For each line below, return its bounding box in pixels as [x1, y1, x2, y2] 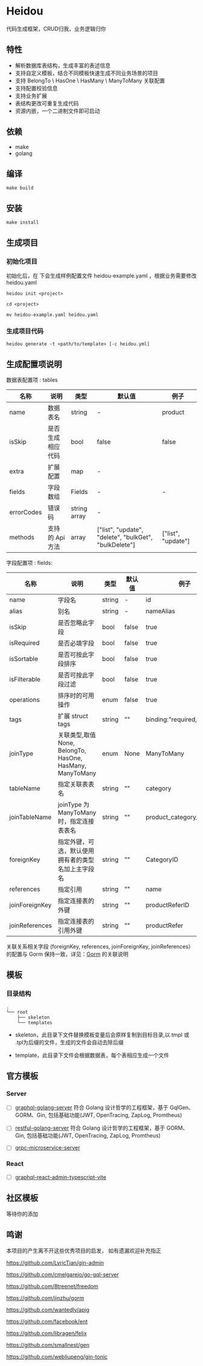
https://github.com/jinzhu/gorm [6, 1294, 85, 1301]
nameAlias [146, 607, 175, 615]
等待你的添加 [6, 1210, 38, 1218]
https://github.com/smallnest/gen [6, 1341, 89, 1348]
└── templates [17, 1019, 53, 1025]
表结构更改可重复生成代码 [14, 99, 79, 107]
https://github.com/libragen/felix [6, 1329, 87, 1337]
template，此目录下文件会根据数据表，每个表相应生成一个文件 [14, 1051, 170, 1059]
